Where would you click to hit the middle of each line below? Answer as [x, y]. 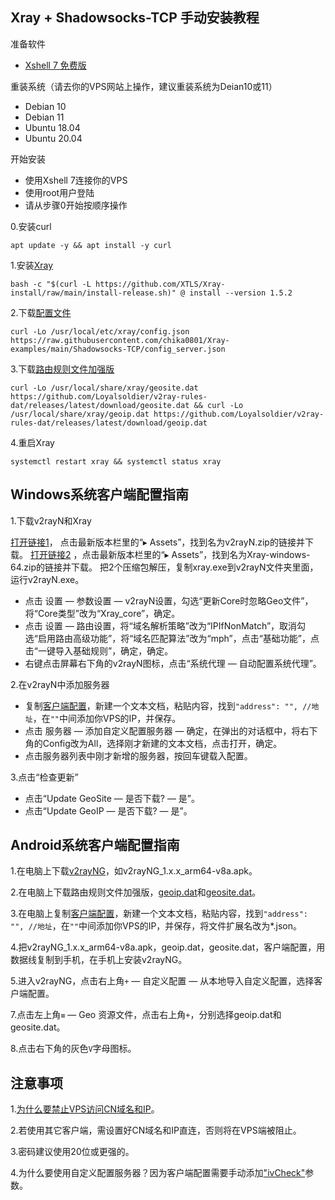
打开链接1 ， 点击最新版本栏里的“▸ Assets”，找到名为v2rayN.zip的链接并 [157, 542]
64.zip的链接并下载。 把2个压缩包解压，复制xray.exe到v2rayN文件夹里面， [164, 567]
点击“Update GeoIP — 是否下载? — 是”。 [108, 810]
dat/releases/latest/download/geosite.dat [100, 405]
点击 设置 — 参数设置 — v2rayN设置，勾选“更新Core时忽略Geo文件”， [169, 600]
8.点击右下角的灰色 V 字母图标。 [73, 1049]
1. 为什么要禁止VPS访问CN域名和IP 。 [85, 1109]
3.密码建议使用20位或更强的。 [72, 1152]
